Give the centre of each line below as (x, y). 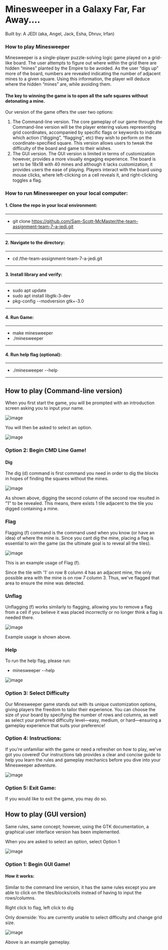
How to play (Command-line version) (64, 391)
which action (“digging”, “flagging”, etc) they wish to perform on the (82, 138)
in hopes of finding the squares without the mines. (57, 479)
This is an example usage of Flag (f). (43, 562)
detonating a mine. (25, 101)
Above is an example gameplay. (38, 942)
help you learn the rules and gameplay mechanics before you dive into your (83, 760)
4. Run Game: (19, 317)
